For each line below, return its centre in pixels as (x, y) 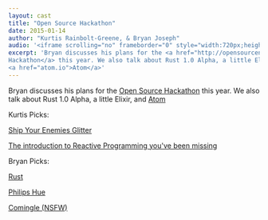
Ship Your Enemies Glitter (50, 130)
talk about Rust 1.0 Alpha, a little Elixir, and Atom (87, 99)
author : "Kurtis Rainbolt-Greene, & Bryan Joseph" (94, 38)
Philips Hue (27, 192)
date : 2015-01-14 (37, 30)
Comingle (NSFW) (38, 207)
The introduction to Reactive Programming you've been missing (113, 146)
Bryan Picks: (29, 161)
